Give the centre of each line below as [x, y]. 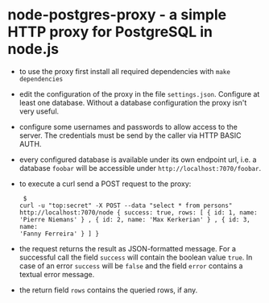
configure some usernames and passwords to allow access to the [128, 127]
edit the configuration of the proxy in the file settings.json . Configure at [139, 93]
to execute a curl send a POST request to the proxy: [105, 184]
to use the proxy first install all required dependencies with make [125, 71]
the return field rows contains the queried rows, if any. [108, 290]
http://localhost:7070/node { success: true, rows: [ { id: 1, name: [139, 212]
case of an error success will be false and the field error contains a [131, 266]
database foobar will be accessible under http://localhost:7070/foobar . [140, 168]
